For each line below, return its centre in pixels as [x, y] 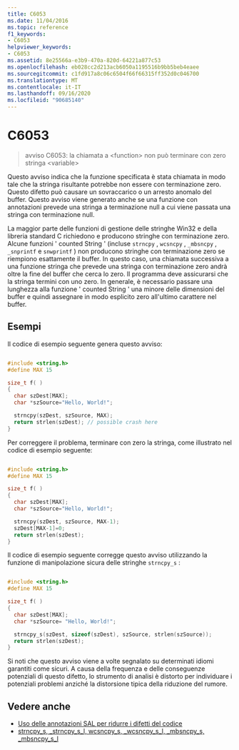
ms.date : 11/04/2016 [38, 21]
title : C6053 [27, 14]
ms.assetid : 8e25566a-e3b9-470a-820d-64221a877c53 [84, 61]
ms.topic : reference [38, 27]
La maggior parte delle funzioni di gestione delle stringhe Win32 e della [112, 228]
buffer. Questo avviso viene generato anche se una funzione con [103, 199]
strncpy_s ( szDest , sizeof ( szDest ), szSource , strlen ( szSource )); [113, 634]
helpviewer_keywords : [40, 47]
